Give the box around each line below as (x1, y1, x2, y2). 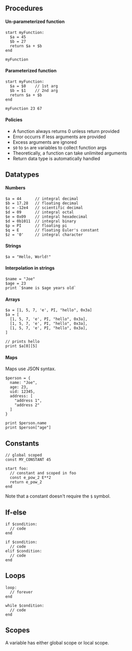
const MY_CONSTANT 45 (5, 457, 51, 463)
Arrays (5, 296, 20, 302)
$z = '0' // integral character (5, 232, 83, 237)
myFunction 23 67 (5, 106, 42, 111)
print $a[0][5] (5, 343, 38, 349)
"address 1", (14, 398, 42, 404)
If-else (5, 508, 27, 516)
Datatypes (5, 170, 39, 179)
